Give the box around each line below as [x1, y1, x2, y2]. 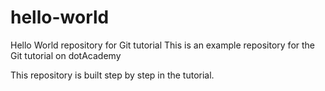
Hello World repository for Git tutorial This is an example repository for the [10, 39, 316, 51]
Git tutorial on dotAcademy [10, 49, 122, 61]
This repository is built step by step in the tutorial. [10, 69, 215, 81]
